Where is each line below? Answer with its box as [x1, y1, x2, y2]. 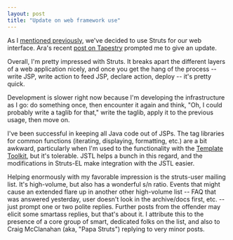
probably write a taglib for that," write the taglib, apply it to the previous [7, 108, 214, 116]
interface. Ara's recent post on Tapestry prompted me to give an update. [7, 44, 218, 52]
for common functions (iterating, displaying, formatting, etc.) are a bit [7, 136, 207, 145]
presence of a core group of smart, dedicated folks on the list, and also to [7, 217, 220, 225]
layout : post [7, 10, 46, 18]
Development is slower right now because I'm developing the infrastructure [7, 93, 225, 102]
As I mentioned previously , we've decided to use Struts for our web [7, 36, 202, 44]
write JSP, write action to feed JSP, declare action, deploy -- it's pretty [7, 72, 212, 81]
